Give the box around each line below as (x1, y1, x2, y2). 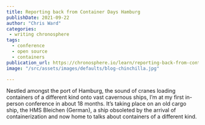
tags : (6, 37, 20, 43)
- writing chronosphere (9, 32, 70, 38)
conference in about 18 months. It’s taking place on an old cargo (25, 100, 187, 107)
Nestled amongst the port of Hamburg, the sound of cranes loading (6, 87, 176, 95)
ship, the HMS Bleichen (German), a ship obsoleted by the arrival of (6, 107, 176, 114)
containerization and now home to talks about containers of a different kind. (6, 113, 197, 120)
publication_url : (6, 59, 51, 66)
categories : (6, 25, 37, 32)
